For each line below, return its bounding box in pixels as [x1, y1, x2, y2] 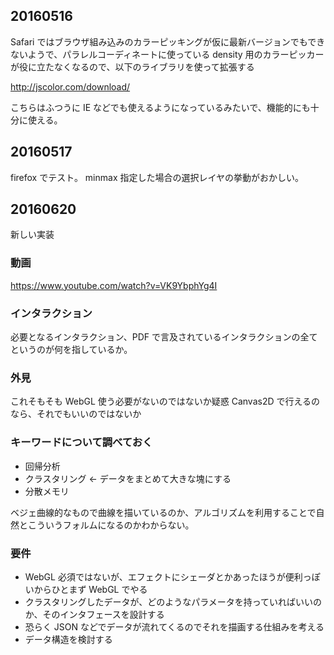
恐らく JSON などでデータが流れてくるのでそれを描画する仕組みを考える [24, 620, 325, 633]
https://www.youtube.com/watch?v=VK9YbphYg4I [10, 279, 218, 291]
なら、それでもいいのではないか [10, 408, 142, 420]
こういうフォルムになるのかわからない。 [27, 519, 195, 531]
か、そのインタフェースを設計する [24, 608, 165, 620]
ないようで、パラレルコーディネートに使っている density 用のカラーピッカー [10, 48, 325, 60]
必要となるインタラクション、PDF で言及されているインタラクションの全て [10, 331, 318, 343]
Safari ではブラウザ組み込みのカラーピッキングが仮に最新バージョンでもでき [10, 35, 326, 48]
